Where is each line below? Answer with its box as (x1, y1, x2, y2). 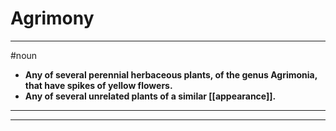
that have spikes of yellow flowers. (24, 79, 173, 91)
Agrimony (10, 7, 95, 30)
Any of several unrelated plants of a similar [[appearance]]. (24, 90, 277, 102)
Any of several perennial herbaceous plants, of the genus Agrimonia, (24, 68, 318, 81)
